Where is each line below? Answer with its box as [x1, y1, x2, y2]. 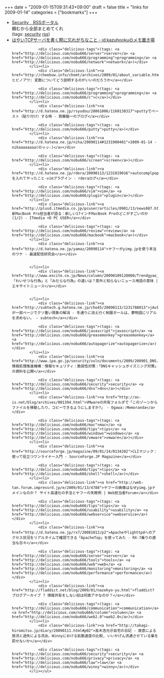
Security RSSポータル [11, 20, 59, 25]
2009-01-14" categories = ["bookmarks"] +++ [4, 9, 98, 15]
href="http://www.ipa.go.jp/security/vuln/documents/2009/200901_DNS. [11, 358, 159, 363]
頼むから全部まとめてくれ [11, 26, 64, 31]
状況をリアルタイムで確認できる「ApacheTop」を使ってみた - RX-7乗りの [23, 535, 152, 540]
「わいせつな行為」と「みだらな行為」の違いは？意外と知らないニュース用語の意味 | [11, 278, 159, 283]
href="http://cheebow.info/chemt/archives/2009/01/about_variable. [11, 73, 152, 78]
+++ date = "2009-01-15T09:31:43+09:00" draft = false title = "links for [4, 4, 149, 10]
